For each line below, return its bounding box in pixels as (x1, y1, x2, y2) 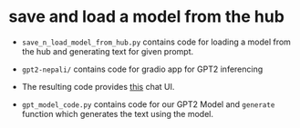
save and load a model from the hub (8, 6, 284, 27)
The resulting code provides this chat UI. (21, 81, 175, 92)
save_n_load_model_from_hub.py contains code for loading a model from (21, 36, 291, 47)
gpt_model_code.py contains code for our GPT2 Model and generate (21, 98, 275, 110)
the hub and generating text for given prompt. (21, 45, 194, 56)
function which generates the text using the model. (21, 108, 213, 119)
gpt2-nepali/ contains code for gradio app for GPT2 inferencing (21, 64, 264, 74)
